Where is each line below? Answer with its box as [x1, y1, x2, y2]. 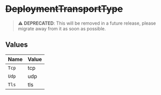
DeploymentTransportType [5, 3, 123, 15]
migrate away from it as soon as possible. [17, 25, 106, 31]
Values [5, 41, 28, 49]
